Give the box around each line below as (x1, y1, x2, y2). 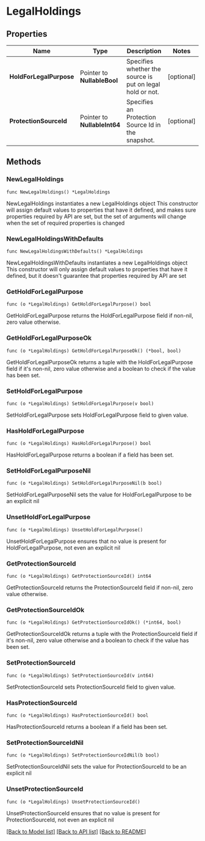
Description (126, 47, 162, 55)
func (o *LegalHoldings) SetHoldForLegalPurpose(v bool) (6, 400, 154, 406)
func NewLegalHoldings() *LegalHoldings (6, 189, 111, 195)
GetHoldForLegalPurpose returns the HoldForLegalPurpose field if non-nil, (6, 312, 193, 320)
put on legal (126, 80, 160, 88)
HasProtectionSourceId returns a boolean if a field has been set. (6, 723, 168, 730)
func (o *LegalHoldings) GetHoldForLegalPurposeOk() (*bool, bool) (6, 348, 182, 354)
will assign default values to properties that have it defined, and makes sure (6, 206, 196, 214)
